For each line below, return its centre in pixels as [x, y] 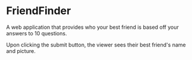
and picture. [21, 51]
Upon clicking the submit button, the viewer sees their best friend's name [96, 45]
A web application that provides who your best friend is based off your [93, 27]
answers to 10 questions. [37, 33]
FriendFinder [39, 11]
